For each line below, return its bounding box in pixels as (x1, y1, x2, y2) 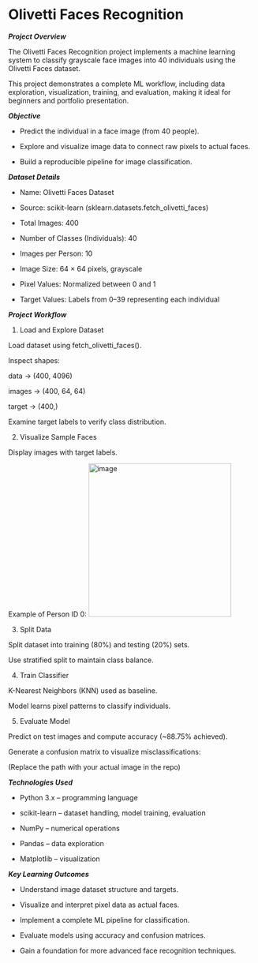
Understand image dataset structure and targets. (19, 884, 179, 894)
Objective (8, 111, 41, 120)
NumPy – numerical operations (19, 823, 120, 833)
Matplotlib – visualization (19, 854, 100, 864)
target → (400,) (8, 401, 58, 411)
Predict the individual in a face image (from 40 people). (19, 126, 200, 136)
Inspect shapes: (8, 355, 61, 365)
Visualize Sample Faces (19, 432, 97, 441)
